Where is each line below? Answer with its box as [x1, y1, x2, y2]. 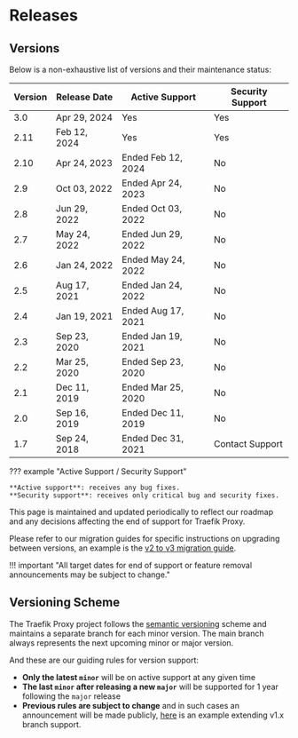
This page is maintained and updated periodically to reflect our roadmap [9, 507, 274, 517]
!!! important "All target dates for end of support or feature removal [9, 560, 253, 570]
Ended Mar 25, [121, 381, 184, 393]
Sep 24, [56, 432, 89, 444]
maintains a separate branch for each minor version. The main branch [9, 628, 264, 639]
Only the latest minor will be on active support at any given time [21, 671, 255, 682]
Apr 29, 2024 [56, 112, 114, 123]
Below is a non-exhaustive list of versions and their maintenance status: [9, 64, 272, 75]
